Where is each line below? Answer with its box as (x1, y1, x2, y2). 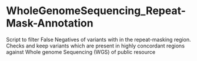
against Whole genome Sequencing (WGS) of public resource (6, 48, 156, 55)
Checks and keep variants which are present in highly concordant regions (6, 42, 185, 49)
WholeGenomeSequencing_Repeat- (6, 4, 186, 18)
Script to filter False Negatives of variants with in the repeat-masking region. (6, 36, 191, 43)
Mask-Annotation (6, 16, 94, 30)
